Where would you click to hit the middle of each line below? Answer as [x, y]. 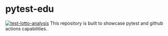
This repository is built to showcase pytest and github [107, 23]
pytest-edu [30, 9]
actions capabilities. [26, 28]
